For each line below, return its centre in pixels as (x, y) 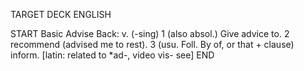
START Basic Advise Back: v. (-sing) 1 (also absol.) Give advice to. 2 (150, 33)
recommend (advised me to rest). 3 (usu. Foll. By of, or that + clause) (152, 44)
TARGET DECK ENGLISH (61, 14)
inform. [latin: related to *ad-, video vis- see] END (112, 55)
